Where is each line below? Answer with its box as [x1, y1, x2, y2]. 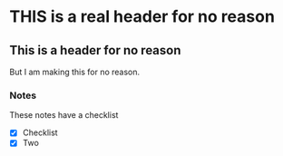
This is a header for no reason [9, 43, 181, 58]
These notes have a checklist [9, 110, 119, 121]
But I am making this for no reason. [9, 66, 141, 77]
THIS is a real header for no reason [9, 6, 275, 27]
